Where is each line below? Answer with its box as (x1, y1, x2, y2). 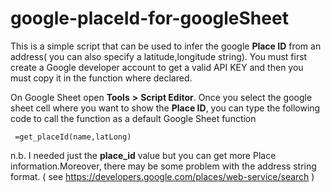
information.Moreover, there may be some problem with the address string (10, 160, 317, 172)
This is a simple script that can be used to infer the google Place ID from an (10, 40, 322, 52)
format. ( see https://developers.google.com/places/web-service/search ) (10, 170, 315, 182)
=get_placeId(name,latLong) (14, 132, 132, 142)
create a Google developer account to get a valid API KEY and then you (10, 61, 304, 73)
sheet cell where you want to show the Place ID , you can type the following (10, 102, 321, 114)
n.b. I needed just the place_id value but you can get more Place (10, 149, 277, 161)
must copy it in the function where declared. (10, 72, 193, 84)
